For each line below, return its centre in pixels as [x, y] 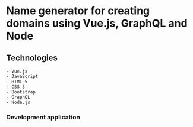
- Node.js [18, 102]
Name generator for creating [78, 11]
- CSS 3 [16, 87]
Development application [43, 117]
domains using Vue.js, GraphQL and [97, 23]
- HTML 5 [17, 82]
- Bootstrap [21, 92]
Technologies [32, 58]
